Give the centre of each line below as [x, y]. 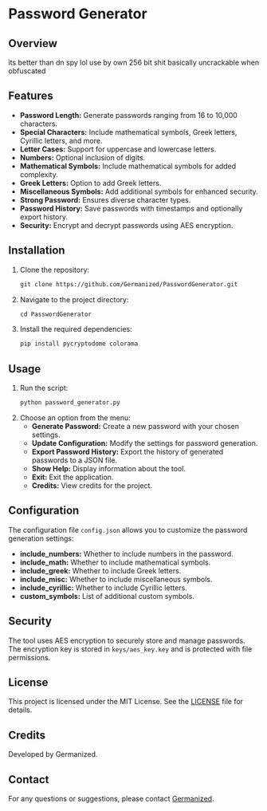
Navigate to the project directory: [74, 299]
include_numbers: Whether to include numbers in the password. [126, 553]
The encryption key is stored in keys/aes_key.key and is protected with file [130, 649]
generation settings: [41, 538]
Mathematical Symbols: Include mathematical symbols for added [128, 166]
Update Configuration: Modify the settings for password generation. [145, 443]
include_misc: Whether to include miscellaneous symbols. [116, 579]
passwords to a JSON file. [75, 460]
